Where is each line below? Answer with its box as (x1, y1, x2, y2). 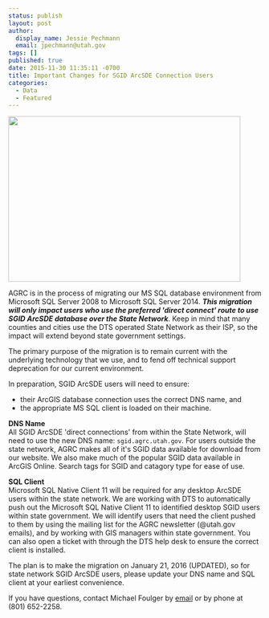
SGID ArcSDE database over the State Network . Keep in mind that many (8, 314, 251, 323)
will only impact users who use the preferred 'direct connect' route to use (8, 306, 259, 315)
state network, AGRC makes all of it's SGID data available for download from (8, 445, 261, 454)
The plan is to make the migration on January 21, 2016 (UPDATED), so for (8, 561, 251, 571)
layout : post (8, 19, 52, 27)
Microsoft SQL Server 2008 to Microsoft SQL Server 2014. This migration (8, 297, 253, 307)
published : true (8, 57, 63, 65)
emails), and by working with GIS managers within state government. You (8, 528, 251, 538)
